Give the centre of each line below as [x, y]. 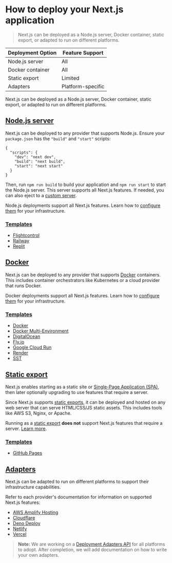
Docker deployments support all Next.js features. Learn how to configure [82, 295]
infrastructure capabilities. [33, 487]
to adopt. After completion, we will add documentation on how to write [92, 550]
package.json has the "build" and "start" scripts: [58, 138]
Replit [19, 246]
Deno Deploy [26, 523]
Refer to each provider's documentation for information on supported [79, 497]
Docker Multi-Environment [41, 331]
